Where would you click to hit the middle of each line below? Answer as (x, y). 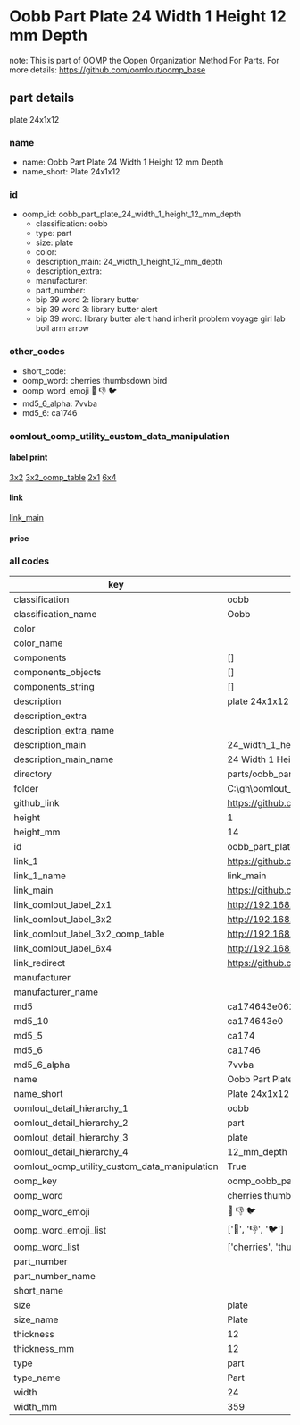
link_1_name (40, 876)
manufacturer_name (56, 992)
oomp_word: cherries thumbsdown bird (95, 380)
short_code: (44, 371)
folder (26, 788)
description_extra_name (64, 730)
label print (29, 457)
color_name (38, 643)
